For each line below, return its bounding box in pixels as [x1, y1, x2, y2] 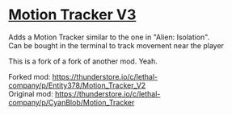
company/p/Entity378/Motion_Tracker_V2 [8, 80, 146, 90]
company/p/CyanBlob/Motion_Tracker [8, 97, 135, 107]
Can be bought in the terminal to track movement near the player [8, 40, 225, 50]
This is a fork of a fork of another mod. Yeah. [8, 56, 158, 66]
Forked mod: [8, 72, 51, 81]
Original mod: [8, 88, 54, 98]
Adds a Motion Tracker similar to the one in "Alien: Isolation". [8, 32, 210, 42]
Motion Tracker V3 [8, 6, 137, 24]
